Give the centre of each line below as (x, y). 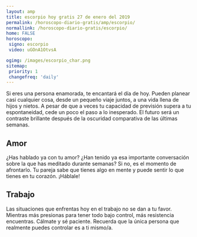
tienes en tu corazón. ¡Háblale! (43, 176)
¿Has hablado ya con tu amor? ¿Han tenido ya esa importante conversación (98, 158)
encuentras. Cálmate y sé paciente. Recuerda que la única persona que (93, 221)
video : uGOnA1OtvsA (33, 50)
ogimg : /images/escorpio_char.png (49, 60)
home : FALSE (21, 34)
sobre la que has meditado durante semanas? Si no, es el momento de (91, 164)
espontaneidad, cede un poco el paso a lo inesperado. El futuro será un (93, 112)
